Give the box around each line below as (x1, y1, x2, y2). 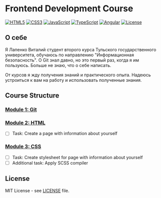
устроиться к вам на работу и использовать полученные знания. (5, 77, 142, 83)
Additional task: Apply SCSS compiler (12, 160, 88, 165)
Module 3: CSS (5, 143, 42, 150)
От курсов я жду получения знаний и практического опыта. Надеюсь (5, 72, 151, 78)
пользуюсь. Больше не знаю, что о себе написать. (5, 62, 111, 68)
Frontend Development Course (5, 3, 134, 14)
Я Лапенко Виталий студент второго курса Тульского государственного (5, 46, 157, 52)
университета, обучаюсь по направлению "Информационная (5, 52, 134, 58)
